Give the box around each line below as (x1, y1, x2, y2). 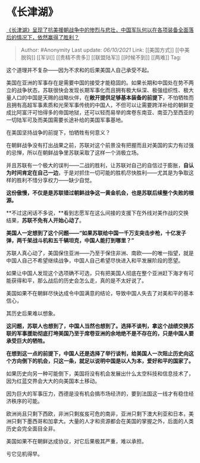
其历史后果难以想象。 (6, 309, 58, 317)
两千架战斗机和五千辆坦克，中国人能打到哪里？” (16, 236, 135, 244)
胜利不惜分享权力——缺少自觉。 (16, 176, 95, 183)
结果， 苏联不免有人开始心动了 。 (6, 217, 85, 224)
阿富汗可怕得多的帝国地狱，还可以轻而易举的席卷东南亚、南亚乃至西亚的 (16, 108, 194, 116)
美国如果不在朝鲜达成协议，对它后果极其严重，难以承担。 (6, 437, 147, 445)
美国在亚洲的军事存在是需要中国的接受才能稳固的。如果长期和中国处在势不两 (6, 79, 194, 86)
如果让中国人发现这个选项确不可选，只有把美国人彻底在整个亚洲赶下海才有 (6, 269, 189, 277)
